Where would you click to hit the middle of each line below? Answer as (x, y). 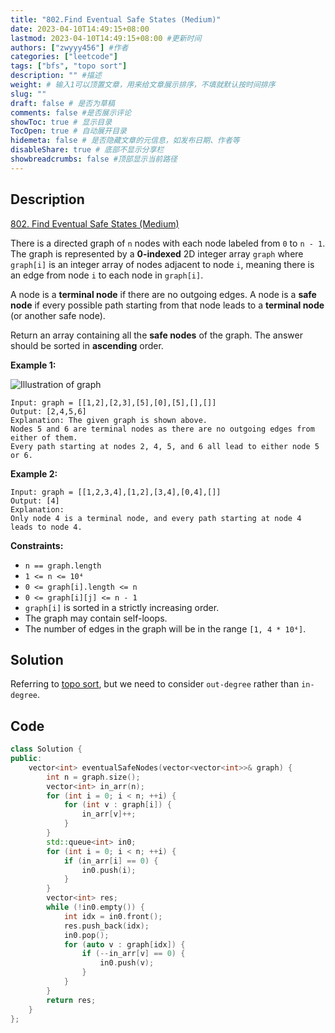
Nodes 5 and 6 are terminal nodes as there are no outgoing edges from (162, 429)
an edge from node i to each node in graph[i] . (107, 275)
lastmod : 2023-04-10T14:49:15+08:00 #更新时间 (106, 38)
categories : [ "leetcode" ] (64, 57)
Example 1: (33, 365)
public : (26, 759)
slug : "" (28, 94)
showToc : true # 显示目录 (61, 122)
